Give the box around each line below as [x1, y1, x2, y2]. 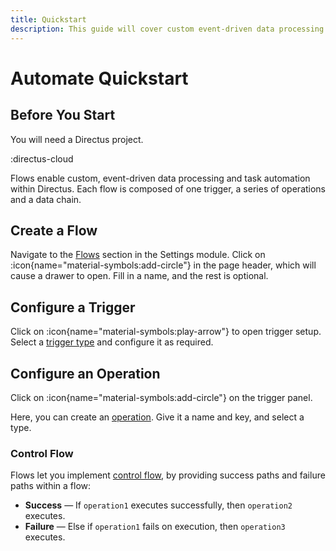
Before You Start [10, 107, 116, 124]
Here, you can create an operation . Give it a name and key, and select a [10, 411, 305, 423]
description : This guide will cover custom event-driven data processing [10, 24, 325, 34]
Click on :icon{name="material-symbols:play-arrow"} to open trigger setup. [10, 326, 322, 338]
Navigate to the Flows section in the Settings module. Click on [10, 249, 266, 261]
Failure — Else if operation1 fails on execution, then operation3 [24, 521, 286, 533]
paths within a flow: [10, 480, 92, 492]
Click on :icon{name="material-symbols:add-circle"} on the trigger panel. [10, 391, 313, 403]
